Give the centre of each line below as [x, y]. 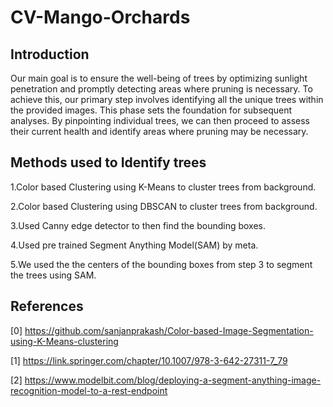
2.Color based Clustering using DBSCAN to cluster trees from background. [164, 206]
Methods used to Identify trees [108, 162]
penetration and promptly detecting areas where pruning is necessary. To [161, 89]
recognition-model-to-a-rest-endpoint [89, 390]
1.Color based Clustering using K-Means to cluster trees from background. [163, 187]
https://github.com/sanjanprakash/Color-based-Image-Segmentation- [169, 330]
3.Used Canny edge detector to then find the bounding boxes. [138, 225]
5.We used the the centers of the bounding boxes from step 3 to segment [161, 264]
